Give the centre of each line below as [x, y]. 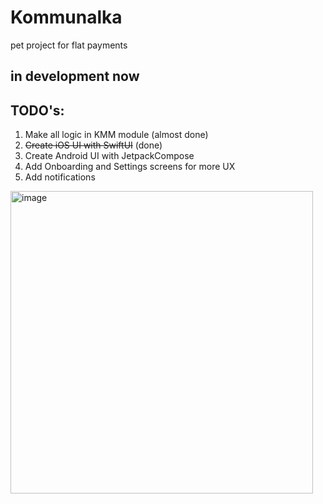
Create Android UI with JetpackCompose [109, 156]
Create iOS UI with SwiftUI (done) [93, 145]
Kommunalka [66, 17]
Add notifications [60, 177]
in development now [75, 76]
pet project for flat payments [69, 45]
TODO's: [37, 110]
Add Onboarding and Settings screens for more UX [130, 167]
